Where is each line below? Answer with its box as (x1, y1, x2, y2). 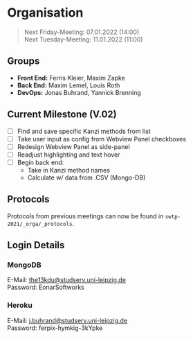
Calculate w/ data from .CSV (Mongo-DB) (27, 173, 146, 182)
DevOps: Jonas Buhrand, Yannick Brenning (17, 88, 142, 96)
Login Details (7, 239, 65, 251)
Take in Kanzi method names (27, 166, 111, 174)
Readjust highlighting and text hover (17, 150, 120, 159)
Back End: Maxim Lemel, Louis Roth (17, 81, 120, 89)
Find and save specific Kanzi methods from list (17, 127, 151, 135)
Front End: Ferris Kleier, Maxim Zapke (17, 73, 126, 82)
